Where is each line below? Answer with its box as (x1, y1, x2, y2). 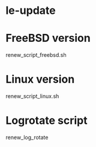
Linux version (5, 73, 75, 87)
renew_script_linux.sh (5, 93, 59, 100)
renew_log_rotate (5, 134, 49, 141)
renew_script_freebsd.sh (5, 51, 67, 59)
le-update (5, 4, 56, 18)
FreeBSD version (5, 31, 91, 45)
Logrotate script (5, 114, 88, 128)
